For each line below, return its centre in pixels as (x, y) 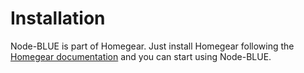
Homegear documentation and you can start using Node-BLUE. (141, 56)
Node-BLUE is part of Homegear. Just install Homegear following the (152, 46)
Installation (58, 18)
